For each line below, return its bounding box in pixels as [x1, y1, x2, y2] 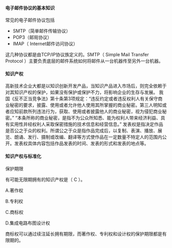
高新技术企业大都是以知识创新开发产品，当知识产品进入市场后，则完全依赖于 [5, 83, 167, 89]
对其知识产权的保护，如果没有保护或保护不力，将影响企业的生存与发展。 [5, 89, 158, 96]
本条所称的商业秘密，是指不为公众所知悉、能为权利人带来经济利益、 [17, 115, 161, 121]
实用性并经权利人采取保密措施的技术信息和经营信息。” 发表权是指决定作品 [9, 121, 164, 127]
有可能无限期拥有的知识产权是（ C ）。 [5, 176, 85, 183]
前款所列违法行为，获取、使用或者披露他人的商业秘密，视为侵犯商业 [18, 108, 162, 115]
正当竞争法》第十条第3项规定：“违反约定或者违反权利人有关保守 [23, 96, 158, 102]
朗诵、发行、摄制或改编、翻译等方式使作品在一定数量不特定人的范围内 [14, 134, 162, 140]
